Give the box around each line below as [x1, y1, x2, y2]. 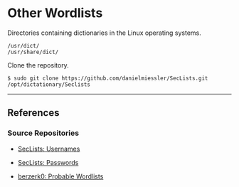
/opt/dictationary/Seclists [7, 80, 91, 88]
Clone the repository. [7, 60, 69, 69]
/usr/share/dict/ [7, 48, 59, 55]
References [7, 107, 60, 119]
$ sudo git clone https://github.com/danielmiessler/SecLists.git [7, 75, 208, 82]
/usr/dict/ [7, 42, 40, 49]
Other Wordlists [7, 5, 103, 21]
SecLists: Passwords [17, 158, 79, 166]
